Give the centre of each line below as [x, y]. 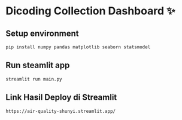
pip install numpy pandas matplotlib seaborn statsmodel [78, 47]
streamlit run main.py [34, 79]
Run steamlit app [38, 65]
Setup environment [42, 33]
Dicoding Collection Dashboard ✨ [90, 11]
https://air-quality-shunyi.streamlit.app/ [61, 111]
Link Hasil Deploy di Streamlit [61, 98]
